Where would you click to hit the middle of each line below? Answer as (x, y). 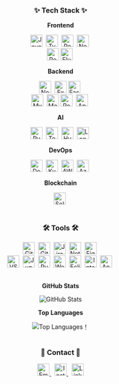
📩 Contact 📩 (61, 352)
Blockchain (61, 183)
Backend (61, 72)
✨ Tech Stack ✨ (61, 10)
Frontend (61, 26)
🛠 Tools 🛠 (61, 228)
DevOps (61, 150)
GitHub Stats (61, 285)
